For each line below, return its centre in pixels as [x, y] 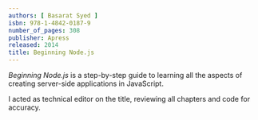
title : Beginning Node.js [51, 52]
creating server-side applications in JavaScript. [86, 83]
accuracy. [25, 107]
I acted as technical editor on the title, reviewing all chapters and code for [129, 99]
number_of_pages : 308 [44, 30]
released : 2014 [34, 45]
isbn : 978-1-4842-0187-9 [50, 23]
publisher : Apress [39, 38]
